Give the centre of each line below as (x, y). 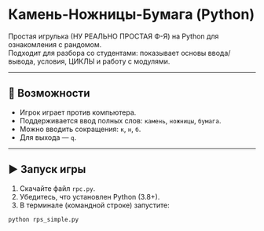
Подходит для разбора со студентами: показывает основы (107, 53)
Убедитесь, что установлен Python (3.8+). (90, 196)
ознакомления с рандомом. (55, 44)
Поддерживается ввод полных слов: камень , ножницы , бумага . (120, 120)
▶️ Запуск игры (47, 169)
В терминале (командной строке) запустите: (95, 205)
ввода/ (219, 53)
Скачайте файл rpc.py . (57, 188)
